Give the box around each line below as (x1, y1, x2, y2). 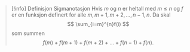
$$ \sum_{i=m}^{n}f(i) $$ (67, 21, 130, 27)
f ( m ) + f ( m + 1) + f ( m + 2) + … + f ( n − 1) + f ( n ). (42, 39, 154, 46)
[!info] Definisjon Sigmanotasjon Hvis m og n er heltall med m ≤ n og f (11, 5, 183, 12)
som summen (11, 30, 45, 37)
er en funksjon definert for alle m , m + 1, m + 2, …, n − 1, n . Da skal (11, 11, 171, 18)
